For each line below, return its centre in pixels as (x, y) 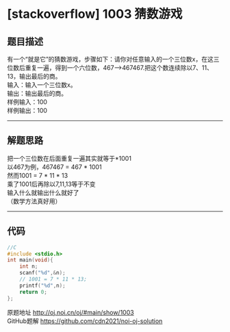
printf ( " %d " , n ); (43, 285)
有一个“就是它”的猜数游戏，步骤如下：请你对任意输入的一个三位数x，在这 (110, 59)
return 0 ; (34, 292)
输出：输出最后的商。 (37, 93)
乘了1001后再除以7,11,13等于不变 (51, 184)
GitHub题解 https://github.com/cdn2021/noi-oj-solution (85, 321)
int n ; (29, 267)
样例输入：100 (27, 102)
